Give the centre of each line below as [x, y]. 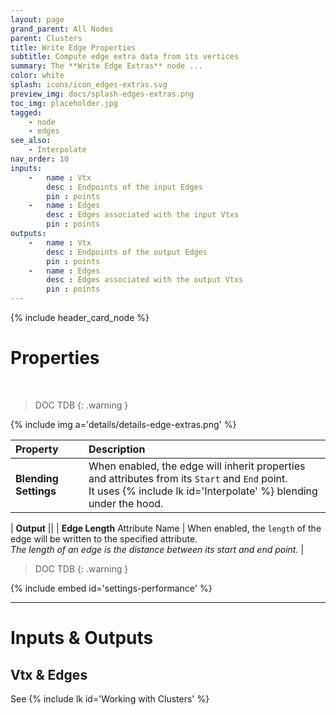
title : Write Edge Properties [73, 47]
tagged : [26, 112]
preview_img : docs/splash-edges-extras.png [102, 94]
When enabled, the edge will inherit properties [197, 466]
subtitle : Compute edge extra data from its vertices [125, 57]
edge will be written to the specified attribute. [104, 538]
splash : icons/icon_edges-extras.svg [89, 85]
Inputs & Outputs [82, 638]
